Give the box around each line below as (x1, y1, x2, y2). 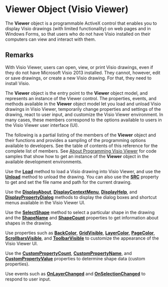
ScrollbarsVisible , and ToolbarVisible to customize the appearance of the (5, 235, 159, 241)
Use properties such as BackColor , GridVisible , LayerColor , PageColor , (5, 230, 155, 236)
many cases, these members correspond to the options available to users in (5, 117, 162, 123)
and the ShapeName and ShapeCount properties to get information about (5, 214, 159, 221)
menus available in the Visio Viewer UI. (5, 199, 85, 205)
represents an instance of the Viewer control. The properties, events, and (5, 95, 157, 101)
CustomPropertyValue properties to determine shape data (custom (5, 255, 145, 261)
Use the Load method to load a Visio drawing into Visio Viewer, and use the (5, 168, 161, 174)
